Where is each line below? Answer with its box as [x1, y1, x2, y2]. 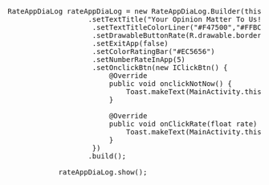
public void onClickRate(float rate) [108, 120, 258, 128]
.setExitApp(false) [92, 39, 169, 47]
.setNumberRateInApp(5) [92, 55, 186, 64]
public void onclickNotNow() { [108, 80, 232, 88]
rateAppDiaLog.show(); [58, 168, 148, 176]
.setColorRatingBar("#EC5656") [92, 47, 216, 55]
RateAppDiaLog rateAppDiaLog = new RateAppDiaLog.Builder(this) [7, 7, 267, 15]
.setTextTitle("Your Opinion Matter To [88, 15, 246, 23]
